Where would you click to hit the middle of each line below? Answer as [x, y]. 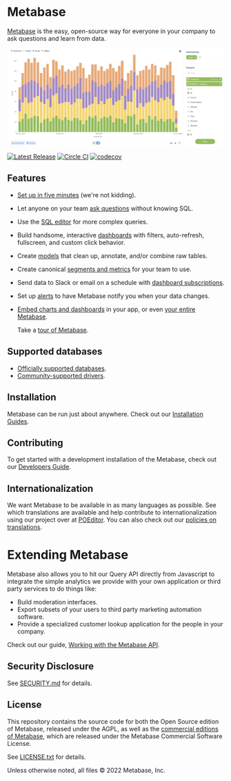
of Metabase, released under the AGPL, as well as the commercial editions [113, 729]
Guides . [18, 421]
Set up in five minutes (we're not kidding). [77, 195]
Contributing [35, 443]
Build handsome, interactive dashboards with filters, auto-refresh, [111, 235]
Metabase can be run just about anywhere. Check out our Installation [105, 414]
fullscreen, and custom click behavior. [71, 242]
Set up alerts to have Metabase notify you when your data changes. [113, 296]
